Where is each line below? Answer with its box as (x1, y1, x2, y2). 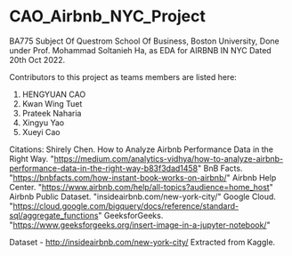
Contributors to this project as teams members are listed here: (9, 71, 238, 82)
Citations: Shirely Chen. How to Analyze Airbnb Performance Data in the (9, 144, 274, 155)
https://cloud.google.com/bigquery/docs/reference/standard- (12, 200, 239, 211)
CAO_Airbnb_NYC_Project (9, 6, 207, 27)
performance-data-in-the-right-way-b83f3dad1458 (9, 163, 199, 173)
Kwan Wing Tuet (21, 98, 83, 108)
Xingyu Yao (21, 117, 65, 128)
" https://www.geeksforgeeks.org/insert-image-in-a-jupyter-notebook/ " (9, 220, 271, 230)
